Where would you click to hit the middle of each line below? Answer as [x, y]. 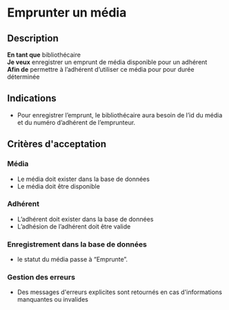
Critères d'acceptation [57, 144]
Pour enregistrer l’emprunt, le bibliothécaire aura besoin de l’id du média [120, 115]
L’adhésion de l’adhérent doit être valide [74, 226]
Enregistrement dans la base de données [77, 244]
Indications [32, 98]
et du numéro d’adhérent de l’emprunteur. [76, 122]
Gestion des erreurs [41, 278]
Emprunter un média [67, 13]
